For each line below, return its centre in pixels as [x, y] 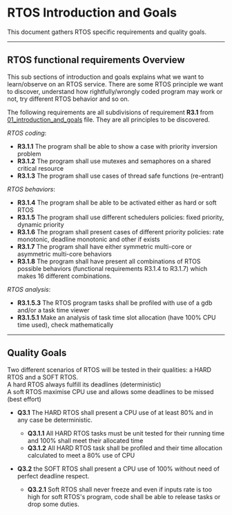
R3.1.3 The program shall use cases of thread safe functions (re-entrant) [120, 176]
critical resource [40, 168]
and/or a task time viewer [53, 310]
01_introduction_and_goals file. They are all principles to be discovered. [109, 120]
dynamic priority [40, 224]
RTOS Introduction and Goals [92, 13]
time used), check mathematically [65, 325]
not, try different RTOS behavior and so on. [68, 99]
